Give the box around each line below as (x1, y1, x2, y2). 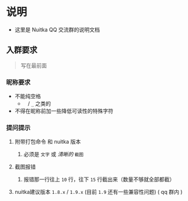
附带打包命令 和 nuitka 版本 (14, 138, 81, 145)
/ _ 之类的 (27, 100, 51, 107)
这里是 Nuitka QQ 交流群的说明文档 (14, 26, 101, 33)
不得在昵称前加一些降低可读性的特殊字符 (14, 108, 114, 115)
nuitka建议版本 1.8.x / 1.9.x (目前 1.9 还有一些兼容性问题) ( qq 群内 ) (14, 189, 183, 196)
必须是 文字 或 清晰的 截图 (23, 151, 84, 158)
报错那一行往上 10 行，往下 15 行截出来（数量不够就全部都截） (23, 176, 175, 183)
